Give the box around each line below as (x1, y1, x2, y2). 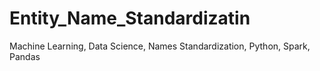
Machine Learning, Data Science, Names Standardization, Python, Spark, (9, 40, 311, 52)
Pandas (9, 50, 41, 62)
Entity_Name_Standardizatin (9, 7, 251, 30)
